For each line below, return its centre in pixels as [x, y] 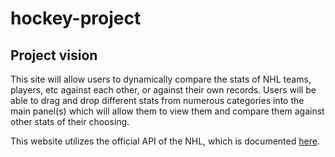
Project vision [54, 55]
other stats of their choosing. [70, 121]
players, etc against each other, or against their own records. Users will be [163, 90]
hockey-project [76, 18]
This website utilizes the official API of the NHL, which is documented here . [165, 141]
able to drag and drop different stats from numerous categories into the [157, 100]
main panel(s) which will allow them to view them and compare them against [167, 111]
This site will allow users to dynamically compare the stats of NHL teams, [161, 79]
